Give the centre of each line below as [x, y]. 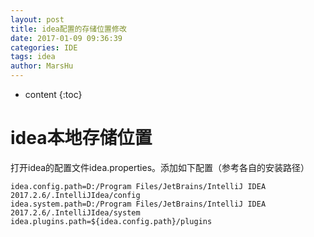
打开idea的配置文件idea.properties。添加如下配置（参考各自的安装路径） [160, 167]
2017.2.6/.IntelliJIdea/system [75, 212]
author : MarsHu [42, 66]
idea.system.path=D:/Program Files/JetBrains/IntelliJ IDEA [138, 204]
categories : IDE [44, 47]
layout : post [37, 19]
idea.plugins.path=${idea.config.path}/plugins [111, 221]
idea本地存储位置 [81, 138]
